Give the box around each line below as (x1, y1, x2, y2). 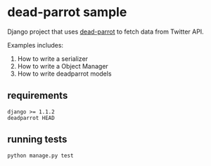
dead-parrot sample (7, 4, 127, 20)
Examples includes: (7, 41, 64, 49)
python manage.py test (7, 152, 74, 159)
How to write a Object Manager (17, 62, 109, 70)
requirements (7, 90, 68, 102)
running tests (7, 134, 68, 146)
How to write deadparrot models (17, 69, 112, 78)
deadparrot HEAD (7, 114, 55, 121)
